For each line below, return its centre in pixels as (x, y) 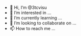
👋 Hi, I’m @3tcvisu (28, 8)
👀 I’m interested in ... (30, 13)
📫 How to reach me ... (32, 28)
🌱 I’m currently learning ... (36, 18)
